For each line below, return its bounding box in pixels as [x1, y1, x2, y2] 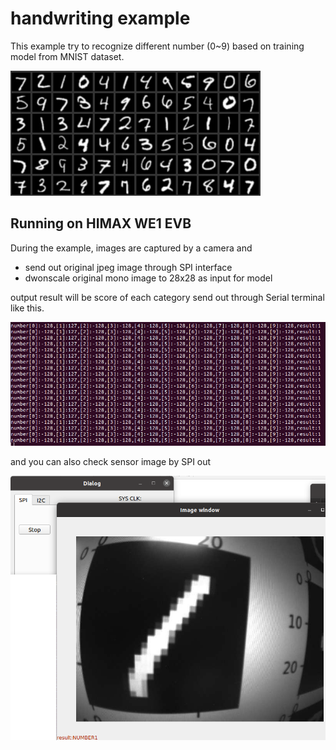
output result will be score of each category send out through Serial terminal [10, 291, 325, 303]
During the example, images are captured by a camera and [10, 242, 253, 254]
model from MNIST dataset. [10, 50, 125, 62]
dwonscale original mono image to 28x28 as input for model [24, 272, 273, 284]
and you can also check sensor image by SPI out [10, 455, 212, 467]
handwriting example [10, 7, 191, 30]
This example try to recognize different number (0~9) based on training [10, 40, 305, 52]
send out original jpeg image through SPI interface [24, 261, 233, 273]
